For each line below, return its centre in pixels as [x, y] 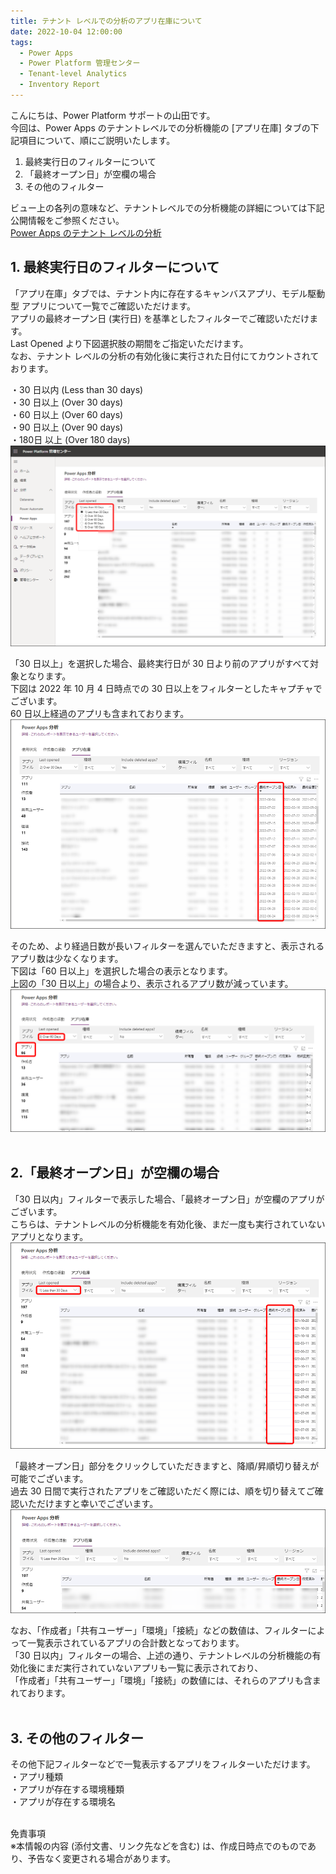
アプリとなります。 [49, 1236]
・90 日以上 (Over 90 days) [67, 427]
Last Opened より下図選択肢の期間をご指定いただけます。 [129, 343]
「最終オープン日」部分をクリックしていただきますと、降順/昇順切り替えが [165, 1466]
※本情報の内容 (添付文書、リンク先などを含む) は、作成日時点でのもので [159, 1846]
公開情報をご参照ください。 [67, 220]
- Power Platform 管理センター [80, 63]
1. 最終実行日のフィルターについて [115, 267]
